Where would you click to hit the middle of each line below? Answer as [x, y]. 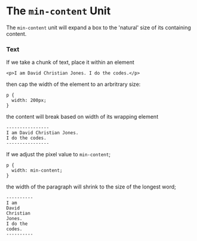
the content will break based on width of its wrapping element [82, 117]
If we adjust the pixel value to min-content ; [59, 155]
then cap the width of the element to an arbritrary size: [73, 84]
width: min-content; [37, 171]
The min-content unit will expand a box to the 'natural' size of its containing [98, 27]
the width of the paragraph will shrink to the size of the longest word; [91, 187]
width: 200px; [29, 101]
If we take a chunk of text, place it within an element [70, 62]
